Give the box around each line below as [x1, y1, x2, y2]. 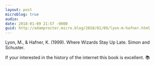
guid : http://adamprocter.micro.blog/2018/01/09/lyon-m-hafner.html [5, 26, 151, 31]
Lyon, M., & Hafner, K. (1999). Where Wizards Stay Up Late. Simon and [5, 39, 150, 45]
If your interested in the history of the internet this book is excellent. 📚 [5, 55, 151, 61]
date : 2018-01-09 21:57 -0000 [5, 21, 68, 26]
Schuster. [5, 45, 25, 51]
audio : [5, 16, 19, 21]
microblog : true [5, 12, 39, 17]
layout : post [5, 7, 32, 12]
